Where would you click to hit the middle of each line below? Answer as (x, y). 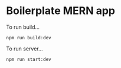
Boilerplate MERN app (60, 11)
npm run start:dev (29, 59)
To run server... (24, 49)
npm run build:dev (29, 38)
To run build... (23, 27)
